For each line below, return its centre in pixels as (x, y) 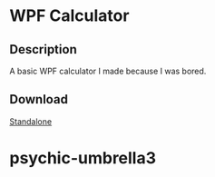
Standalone (31, 121)
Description (43, 49)
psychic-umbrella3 (83, 158)
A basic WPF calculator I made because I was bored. (108, 71)
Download (39, 99)
